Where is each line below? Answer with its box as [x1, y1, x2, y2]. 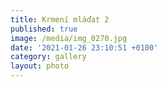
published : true [10, 24, 78, 34]
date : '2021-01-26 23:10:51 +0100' [10, 42, 159, 53]
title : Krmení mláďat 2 [10, 14, 110, 25]
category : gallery [10, 52, 87, 62]
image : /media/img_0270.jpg [10, 33, 128, 43]
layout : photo [10, 61, 70, 71]
